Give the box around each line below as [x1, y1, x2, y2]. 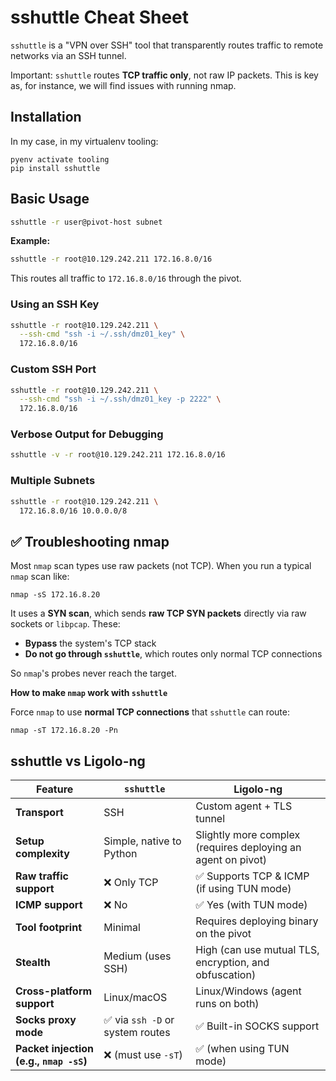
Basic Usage [10, 191, 90, 208]
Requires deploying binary [195, 914, 319, 928]
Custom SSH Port [10, 362, 97, 376]
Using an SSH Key [10, 297, 100, 311]
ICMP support [15, 898, 83, 911]
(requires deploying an [195, 841, 302, 854]
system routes [103, 1026, 171, 1039]
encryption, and [195, 956, 270, 969]
